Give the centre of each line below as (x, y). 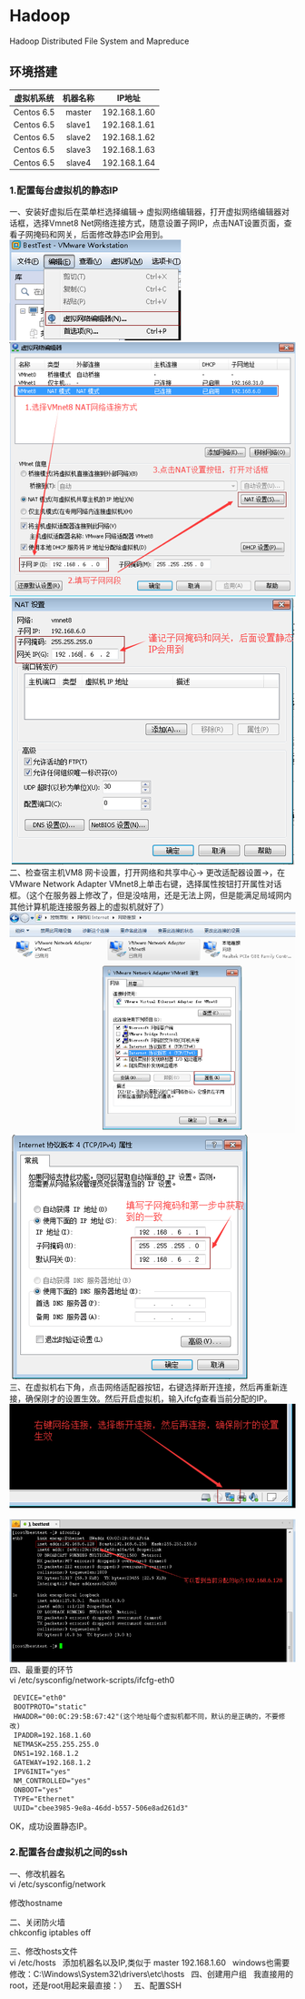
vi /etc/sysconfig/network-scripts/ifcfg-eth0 (92, 1681)
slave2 (79, 137)
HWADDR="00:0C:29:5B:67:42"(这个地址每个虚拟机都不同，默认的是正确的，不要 (146, 1717)
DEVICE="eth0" (40, 1698)
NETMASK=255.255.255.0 (56, 1745)
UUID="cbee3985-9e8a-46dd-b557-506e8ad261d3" (101, 1808)
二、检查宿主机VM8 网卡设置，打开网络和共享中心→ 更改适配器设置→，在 (148, 873)
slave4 (79, 162)
